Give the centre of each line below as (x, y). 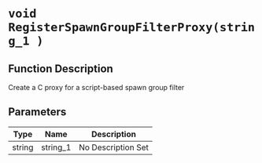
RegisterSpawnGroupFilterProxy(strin (132, 28)
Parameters (37, 112)
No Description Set (114, 147)
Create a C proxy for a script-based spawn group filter (96, 87)
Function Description (61, 69)
